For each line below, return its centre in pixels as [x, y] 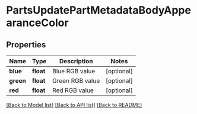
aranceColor [38, 23]
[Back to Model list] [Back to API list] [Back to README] [74, 105]
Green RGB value [76, 81]
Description [76, 61]
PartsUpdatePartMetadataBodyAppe [99, 10]
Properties [26, 45]
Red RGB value [73, 90]
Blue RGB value [74, 71]
